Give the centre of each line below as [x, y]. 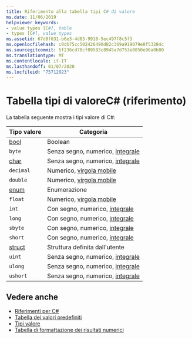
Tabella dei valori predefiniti [48, 317]
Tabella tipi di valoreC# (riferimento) [96, 101]
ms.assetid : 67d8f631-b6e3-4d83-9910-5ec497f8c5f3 [69, 39]
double [18, 180]
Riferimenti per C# [37, 311]
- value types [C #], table [39, 28]
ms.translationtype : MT [35, 55]
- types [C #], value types [39, 34]
